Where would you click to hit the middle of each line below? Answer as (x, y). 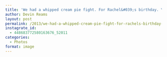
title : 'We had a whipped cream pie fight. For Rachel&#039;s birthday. (82, 10)
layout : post (19, 19)
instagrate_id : (21, 28)
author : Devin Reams (27, 14)
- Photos (19, 42)
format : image (20, 47)
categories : (17, 38)
